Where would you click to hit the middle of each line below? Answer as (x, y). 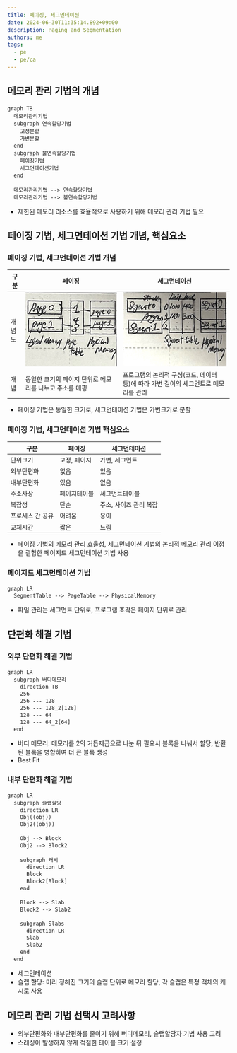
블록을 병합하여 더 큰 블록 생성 (66, 752)
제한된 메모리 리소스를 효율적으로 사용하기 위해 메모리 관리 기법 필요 (111, 211)
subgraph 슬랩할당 (38, 803)
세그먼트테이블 (120, 493)
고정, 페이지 (75, 460)
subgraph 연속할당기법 (43, 124)
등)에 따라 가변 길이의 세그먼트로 (167, 384)
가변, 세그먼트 (119, 460)
